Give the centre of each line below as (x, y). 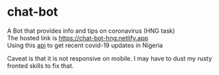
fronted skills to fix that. (41, 65)
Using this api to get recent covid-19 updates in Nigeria (85, 45)
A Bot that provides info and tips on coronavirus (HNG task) (91, 31)
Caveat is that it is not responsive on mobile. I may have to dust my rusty (110, 58)
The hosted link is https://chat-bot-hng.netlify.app (78, 37)
